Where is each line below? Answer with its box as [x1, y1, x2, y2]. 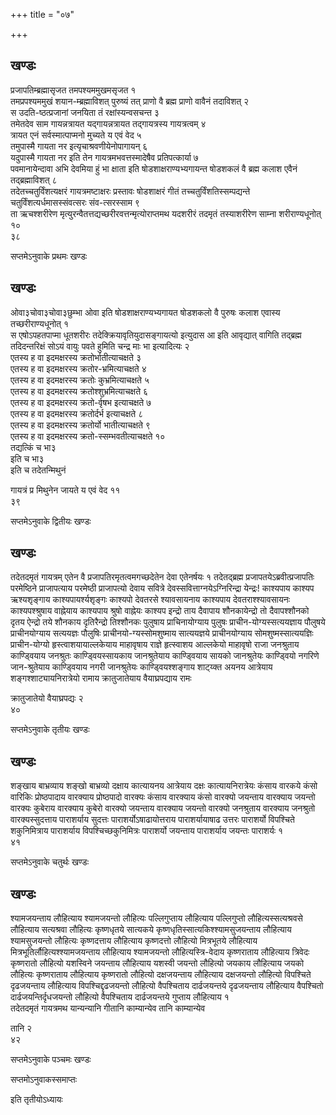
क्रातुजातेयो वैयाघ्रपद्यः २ [10, 692, 84, 704]
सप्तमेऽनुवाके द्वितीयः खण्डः [10, 515, 92, 527]
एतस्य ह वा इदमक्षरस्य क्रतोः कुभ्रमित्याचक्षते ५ [10, 374, 150, 386]
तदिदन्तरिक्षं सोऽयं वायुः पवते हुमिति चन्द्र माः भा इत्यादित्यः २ [10, 340, 190, 352]
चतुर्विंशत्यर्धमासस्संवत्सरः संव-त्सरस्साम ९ [10, 196, 140, 208]
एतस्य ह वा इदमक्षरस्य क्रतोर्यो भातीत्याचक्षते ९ [10, 419, 151, 431]
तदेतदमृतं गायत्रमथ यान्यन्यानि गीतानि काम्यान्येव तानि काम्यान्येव [10, 1002, 206, 1014]
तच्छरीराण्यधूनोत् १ [10, 317, 69, 329]
